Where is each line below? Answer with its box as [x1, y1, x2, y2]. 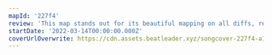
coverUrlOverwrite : [8, 34, 74, 43]
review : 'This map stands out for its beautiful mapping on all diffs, [8, 19, 255, 27]
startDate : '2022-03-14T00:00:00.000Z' [8, 27, 143, 35]
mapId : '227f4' [8, 11, 60, 20]
